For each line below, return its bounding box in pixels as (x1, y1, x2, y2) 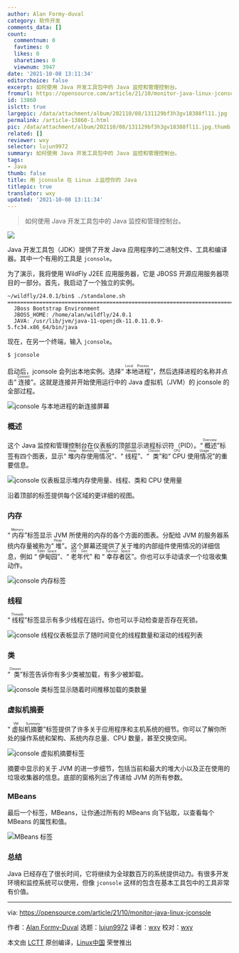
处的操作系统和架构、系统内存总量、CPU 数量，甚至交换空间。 (7, 733, 191, 742)
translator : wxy (7, 190, 55, 197)
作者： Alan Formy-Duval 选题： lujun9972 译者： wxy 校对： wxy (7, 923, 193, 932)
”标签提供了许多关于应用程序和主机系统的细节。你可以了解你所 (43, 725, 227, 733)
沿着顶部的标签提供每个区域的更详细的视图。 (7, 491, 139, 500)
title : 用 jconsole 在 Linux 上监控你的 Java (7, 176, 137, 183)
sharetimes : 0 (14, 57, 55, 64)
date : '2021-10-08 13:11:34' (7, 70, 94, 77)
